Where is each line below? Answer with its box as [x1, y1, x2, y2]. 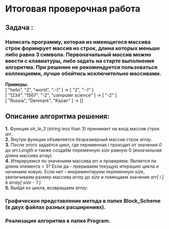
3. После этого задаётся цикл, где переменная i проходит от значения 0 [5, 142, 162, 148]
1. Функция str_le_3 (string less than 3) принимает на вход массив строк [5, 125, 160, 131]
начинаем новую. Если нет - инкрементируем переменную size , [5, 168, 145, 174]
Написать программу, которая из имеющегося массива [5, 38, 151, 45]
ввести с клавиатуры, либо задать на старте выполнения [5, 57, 155, 64]
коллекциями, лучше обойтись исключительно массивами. [5, 70, 161, 77]
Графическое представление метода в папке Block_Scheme [5, 197, 161, 204]
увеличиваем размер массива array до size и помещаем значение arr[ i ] [5, 174, 164, 180]
